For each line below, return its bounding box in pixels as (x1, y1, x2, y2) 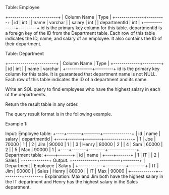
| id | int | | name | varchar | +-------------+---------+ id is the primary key (5, 66, 160, 72)
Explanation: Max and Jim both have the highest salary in (44, 173, 163, 179)
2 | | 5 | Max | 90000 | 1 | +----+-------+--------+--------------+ (5, 147, 140, 153)
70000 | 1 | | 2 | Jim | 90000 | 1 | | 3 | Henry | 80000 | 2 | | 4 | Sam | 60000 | (5, 141, 163, 147)
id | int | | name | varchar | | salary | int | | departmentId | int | (14, 20, 140, 25)
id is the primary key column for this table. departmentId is (40, 25, 162, 31)
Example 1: (5, 121, 28, 126)
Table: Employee (5, 5, 40, 10)
